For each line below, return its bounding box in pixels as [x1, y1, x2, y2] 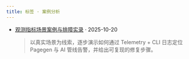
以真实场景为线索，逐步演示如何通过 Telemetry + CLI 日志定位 [29, 38, 183, 45]
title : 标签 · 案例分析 [6, 8, 60, 15]
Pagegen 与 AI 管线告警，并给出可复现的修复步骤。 [29, 46, 157, 53]
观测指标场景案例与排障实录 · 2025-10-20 [14, 26, 118, 33]
